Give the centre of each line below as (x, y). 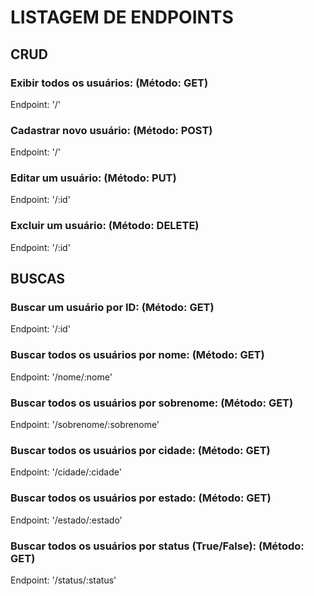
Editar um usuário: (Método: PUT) (93, 178)
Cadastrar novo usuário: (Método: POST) (111, 130)
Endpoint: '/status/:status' (63, 580)
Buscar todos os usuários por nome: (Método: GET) (137, 355)
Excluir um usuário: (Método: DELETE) (105, 226)
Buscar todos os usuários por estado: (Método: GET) (141, 498)
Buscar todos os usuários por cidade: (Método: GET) (140, 450)
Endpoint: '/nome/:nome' (61, 377)
